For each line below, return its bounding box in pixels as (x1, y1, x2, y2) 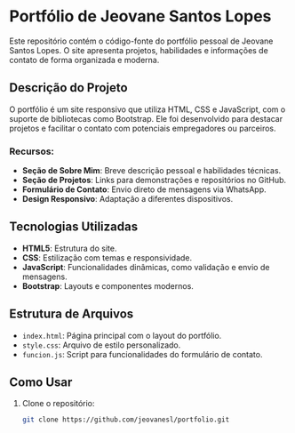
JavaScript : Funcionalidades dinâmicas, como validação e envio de (21, 261, 270, 272)
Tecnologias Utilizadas (9, 220, 139, 235)
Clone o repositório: (21, 398, 95, 409)
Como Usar (9, 375, 73, 390)
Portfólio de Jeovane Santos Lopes (9, 6, 272, 27)
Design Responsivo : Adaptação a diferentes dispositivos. (21, 194, 234, 204)
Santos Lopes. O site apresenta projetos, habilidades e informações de (9, 44, 268, 55)
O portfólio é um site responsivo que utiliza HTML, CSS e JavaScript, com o (9, 104, 286, 115)
